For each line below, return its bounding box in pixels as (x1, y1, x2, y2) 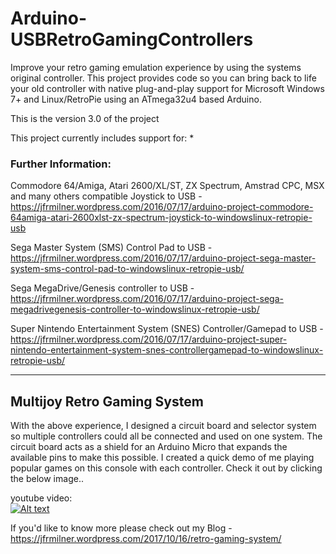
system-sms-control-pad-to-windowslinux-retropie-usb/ (10, 263, 245, 275)
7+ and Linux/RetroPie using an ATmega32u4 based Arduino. (10, 93, 262, 105)
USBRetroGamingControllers (10, 28, 254, 51)
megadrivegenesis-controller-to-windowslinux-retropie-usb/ (10, 303, 260, 316)
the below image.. (10, 473, 84, 485)
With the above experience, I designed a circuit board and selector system (10, 420, 317, 432)
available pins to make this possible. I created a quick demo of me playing (10, 452, 315, 464)
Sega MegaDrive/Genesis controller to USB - (10, 282, 195, 294)
